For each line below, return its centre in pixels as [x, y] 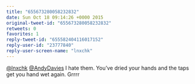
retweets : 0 [21, 28]
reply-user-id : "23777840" [40, 46]
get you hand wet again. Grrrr [43, 74]
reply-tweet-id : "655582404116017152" [55, 40]
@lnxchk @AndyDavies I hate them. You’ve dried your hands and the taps [98, 68]
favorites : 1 [23, 34]
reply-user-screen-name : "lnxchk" [50, 51]
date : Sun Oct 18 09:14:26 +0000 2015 [55, 17]
